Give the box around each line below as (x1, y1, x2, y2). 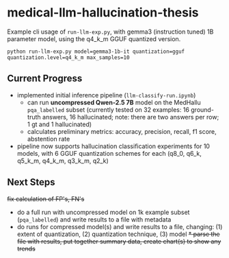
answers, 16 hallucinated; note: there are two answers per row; (42, 113, 219, 121)
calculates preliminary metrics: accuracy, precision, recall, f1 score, (27, 127, 217, 135)
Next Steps (7, 176, 55, 188)
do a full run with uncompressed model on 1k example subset (16, 208, 190, 216)
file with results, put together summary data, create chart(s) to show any (16, 237, 221, 245)
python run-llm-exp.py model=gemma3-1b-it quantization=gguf (7, 48, 185, 55)
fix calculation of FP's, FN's (7, 194, 85, 203)
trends (16, 244, 36, 253)
